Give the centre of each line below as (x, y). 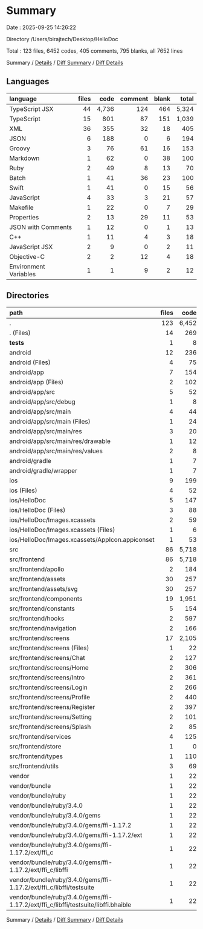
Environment (27, 266)
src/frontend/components (46, 599)
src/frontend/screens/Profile (50, 697)
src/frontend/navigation (43, 628)
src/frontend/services (40, 736)
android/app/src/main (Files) (50, 421)
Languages (28, 82)
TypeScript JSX (31, 108)
